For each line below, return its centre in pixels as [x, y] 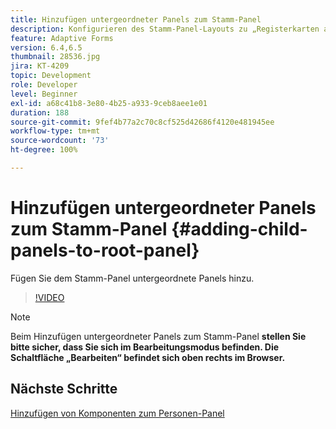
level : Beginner [44, 94]
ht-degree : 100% [44, 150]
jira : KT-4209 [40, 66]
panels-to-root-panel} [105, 250]
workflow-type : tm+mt [55, 131]
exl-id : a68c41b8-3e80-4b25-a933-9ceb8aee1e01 [109, 103]
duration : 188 [40, 112]
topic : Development [51, 76]
